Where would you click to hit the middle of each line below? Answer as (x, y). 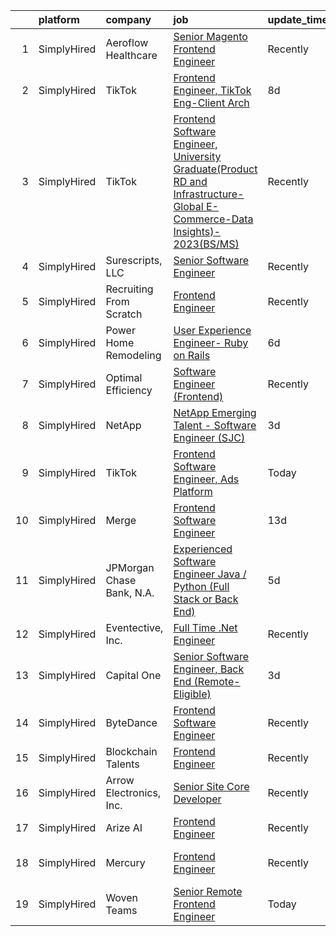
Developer (197, 799)
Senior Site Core (211, 786)
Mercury (125, 862)
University (197, 156)
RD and (190, 181)
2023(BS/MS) (206, 244)
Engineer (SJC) (209, 437)
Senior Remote (208, 891)
